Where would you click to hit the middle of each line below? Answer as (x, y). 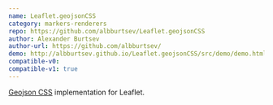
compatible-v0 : (34, 62)
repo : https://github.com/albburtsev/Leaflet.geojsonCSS (107, 31)
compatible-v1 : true (43, 69)
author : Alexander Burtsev (54, 39)
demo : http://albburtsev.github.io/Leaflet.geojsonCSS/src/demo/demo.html (138, 54)
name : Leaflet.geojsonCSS (52, 16)
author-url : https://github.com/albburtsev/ (85, 46)
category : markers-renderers (58, 24)
